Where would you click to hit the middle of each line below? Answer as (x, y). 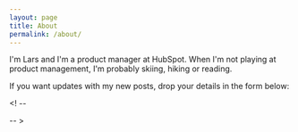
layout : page (34, 17)
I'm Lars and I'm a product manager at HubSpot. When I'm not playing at (143, 60)
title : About (34, 26)
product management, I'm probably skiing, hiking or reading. (121, 69)
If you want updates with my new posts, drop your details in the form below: (149, 87)
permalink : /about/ (46, 34)
